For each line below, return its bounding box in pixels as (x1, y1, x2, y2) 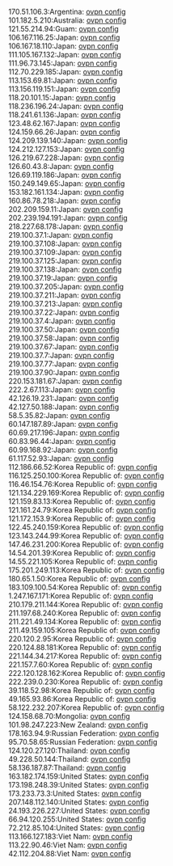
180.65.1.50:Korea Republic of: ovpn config (8, 574, 151, 583)
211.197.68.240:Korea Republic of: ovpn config (8, 608, 162, 618)
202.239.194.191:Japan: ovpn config (8, 213, 128, 222)
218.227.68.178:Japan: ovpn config (8, 222, 124, 231)
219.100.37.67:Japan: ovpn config (8, 342, 119, 351)
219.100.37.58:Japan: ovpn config (8, 333, 120, 343)
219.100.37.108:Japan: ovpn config (8, 239, 123, 248)
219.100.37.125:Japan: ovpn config (8, 256, 122, 265)
